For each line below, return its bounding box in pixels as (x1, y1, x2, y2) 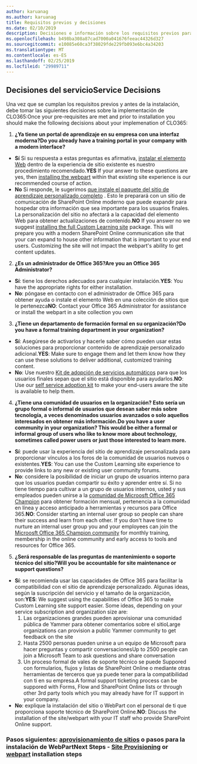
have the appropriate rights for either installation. (14, 283, 133, 291)
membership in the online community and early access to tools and (14, 536, 177, 543)
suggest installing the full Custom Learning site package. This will (14, 223, 174, 231)
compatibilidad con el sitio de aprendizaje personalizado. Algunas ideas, (14, 583, 189, 590)
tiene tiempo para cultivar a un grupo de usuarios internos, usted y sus (14, 486, 186, 493)
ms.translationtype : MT (6, 47, 64, 53)
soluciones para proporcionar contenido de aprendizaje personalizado (14, 344, 185, 351)
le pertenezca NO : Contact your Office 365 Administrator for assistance (14, 302, 186, 309)
